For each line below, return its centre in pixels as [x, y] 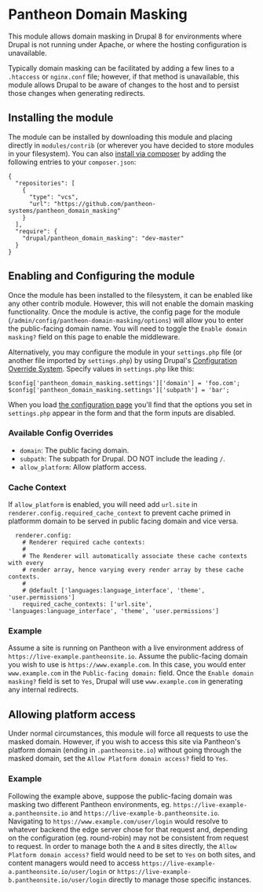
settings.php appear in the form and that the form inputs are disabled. [122, 413]
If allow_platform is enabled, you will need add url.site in [103, 505]
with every [26, 563]
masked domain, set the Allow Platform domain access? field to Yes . [118, 758]
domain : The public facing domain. [74, 450]
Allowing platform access [72, 714]
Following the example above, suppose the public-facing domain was [121, 796]
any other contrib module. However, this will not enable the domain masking [131, 303]
